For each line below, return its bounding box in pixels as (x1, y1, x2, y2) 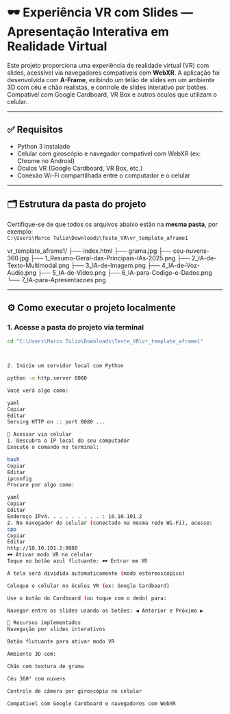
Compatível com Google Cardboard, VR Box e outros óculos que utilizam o (7, 90, 218, 99)
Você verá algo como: (7, 387, 69, 394)
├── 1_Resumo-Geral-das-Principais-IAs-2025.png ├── (30, 254, 190, 262)
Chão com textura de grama (7, 663, 84, 669)
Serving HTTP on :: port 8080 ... (7, 419, 106, 426)
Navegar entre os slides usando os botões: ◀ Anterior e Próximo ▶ (7, 607, 204, 614)
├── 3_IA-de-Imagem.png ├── (71, 261, 161, 269)
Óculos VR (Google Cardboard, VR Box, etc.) (16, 164, 143, 172)
